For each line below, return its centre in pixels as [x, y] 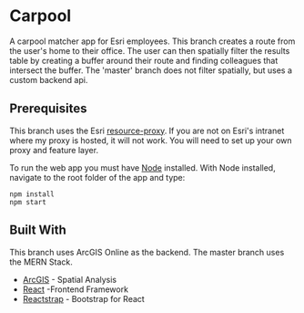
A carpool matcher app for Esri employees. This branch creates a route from [152, 41]
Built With [38, 230]
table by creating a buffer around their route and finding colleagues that [144, 60]
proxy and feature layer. [54, 150]
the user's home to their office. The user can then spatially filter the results [150, 50]
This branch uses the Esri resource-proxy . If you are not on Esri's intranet [147, 130]
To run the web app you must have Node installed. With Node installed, [142, 167]
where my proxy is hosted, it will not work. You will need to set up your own [151, 140]
